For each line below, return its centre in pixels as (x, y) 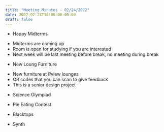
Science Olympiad (32, 95)
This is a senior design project (44, 85)
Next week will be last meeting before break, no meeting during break (86, 54)
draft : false (19, 19)
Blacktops (23, 114)
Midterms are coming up (38, 44)
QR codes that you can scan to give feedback (60, 80)
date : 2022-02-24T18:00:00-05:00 (41, 15)
